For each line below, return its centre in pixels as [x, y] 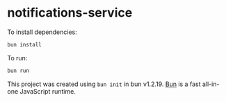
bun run [18, 71]
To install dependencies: [42, 32]
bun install [24, 44]
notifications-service [70, 13]
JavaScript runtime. [48, 91]
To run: [17, 58]
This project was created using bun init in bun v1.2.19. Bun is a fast [104, 84]
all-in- [211, 84]
